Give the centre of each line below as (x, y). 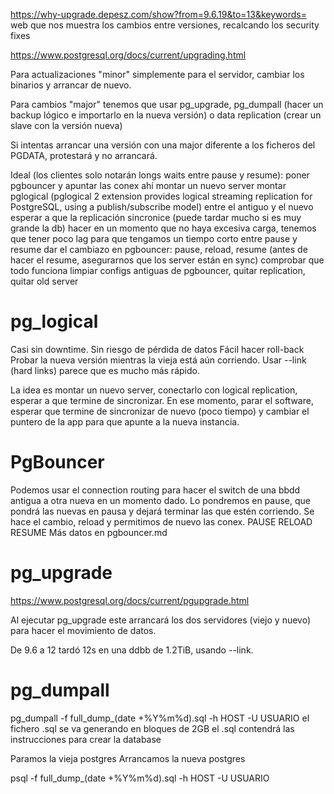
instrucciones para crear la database (86, 739)
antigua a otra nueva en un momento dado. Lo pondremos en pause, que (161, 500)
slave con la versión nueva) (66, 125)
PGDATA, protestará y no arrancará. (84, 155)
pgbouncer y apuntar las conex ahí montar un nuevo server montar (148, 185)
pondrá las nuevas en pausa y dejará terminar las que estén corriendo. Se (162, 511)
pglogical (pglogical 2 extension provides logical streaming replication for (161, 196)
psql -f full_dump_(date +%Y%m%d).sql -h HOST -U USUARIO (140, 778)
